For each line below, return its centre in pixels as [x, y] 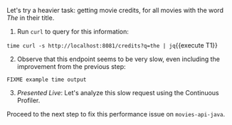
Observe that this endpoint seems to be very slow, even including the [118, 59]
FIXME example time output [47, 80]
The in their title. [31, 18]
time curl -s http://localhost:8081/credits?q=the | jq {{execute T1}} [112, 45]
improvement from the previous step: [71, 66]
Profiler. [28, 100]
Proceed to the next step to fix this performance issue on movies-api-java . [116, 114]
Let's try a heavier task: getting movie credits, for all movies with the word [115, 10]
